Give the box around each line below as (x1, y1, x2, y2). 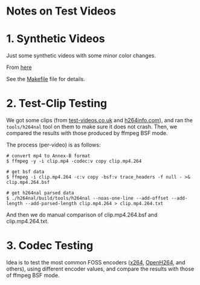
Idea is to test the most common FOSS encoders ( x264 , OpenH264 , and (6, 259, 185, 266)
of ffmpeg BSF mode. (6, 272, 60, 279)
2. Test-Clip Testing (6, 97, 108, 110)
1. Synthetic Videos (6, 32, 105, 46)
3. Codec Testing (6, 239, 94, 252)
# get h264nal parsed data (6, 190, 74, 196)
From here (6, 64, 32, 71)
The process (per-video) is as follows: (6, 141, 101, 149)
